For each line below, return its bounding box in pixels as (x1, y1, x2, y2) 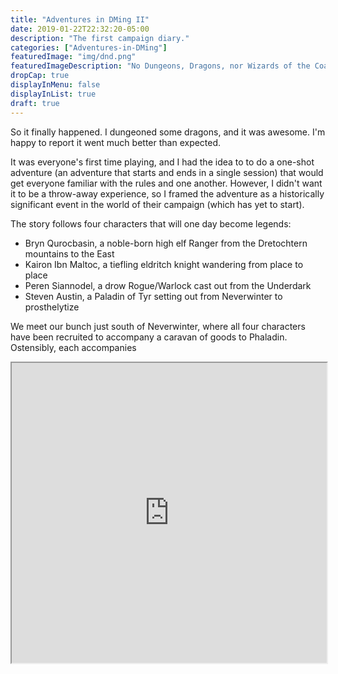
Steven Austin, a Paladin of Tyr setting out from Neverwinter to (24, 290, 283, 302)
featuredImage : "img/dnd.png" (10, 52, 137, 62)
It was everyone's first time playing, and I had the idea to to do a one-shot (10, 156, 315, 168)
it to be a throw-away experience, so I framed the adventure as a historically (10, 187, 325, 200)
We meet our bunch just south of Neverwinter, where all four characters (10, 320, 306, 332)
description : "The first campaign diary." (10, 33, 190, 43)
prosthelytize (24, 301, 80, 313)
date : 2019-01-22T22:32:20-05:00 (10, 24, 150, 34)
